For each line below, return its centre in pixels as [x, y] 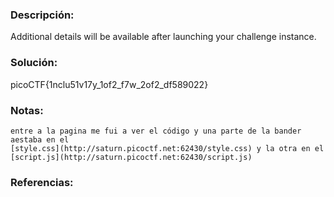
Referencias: [42, 182]
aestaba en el [40, 139]
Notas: [27, 110]
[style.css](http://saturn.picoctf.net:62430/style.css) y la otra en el [167, 148]
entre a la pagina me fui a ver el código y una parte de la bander [156, 131]
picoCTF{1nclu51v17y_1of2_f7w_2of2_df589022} [109, 84]
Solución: [34, 63]
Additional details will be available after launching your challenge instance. [163, 37]
